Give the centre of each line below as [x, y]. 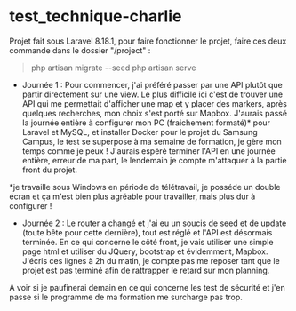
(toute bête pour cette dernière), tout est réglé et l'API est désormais [147, 232]
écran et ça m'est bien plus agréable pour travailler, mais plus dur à [132, 196]
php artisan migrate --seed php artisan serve [113, 68]
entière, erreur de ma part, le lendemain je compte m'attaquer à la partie [154, 160]
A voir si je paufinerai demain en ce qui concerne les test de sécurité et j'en [148, 287]
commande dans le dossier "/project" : [80, 50]
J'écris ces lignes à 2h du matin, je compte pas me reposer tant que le [151, 260]
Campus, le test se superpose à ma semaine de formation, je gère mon [152, 141]
